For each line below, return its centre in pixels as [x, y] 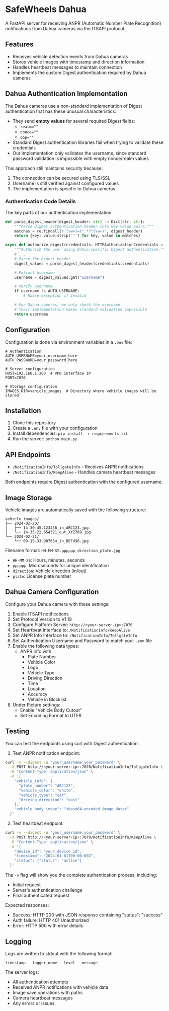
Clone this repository [34, 423]
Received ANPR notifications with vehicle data [60, 987]
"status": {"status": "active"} [48, 861]
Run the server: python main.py [45, 439]
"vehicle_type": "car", [44, 795]
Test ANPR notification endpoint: [46, 753]
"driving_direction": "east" [49, 800]
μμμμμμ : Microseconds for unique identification [61, 565]
